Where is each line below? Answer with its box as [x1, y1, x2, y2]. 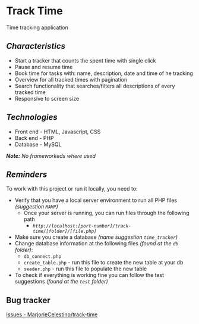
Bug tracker [6, 295, 50, 305]
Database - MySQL [14, 141, 62, 148]
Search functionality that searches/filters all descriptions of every [14, 82, 175, 89]
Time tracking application [6, 24, 68, 31]
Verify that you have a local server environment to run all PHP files [14, 197, 177, 204]
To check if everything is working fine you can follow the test [14, 272, 165, 279]
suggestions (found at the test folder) [14, 278, 108, 285]
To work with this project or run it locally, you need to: [6, 185, 138, 192]
